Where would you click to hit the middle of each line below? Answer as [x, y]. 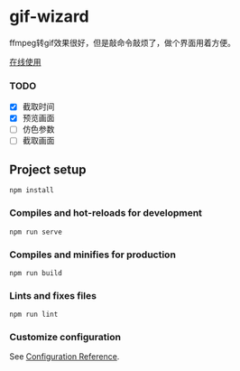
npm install [32, 190]
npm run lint [34, 315]
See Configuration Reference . [65, 357]
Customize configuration [65, 338]
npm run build [36, 273]
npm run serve [36, 232]
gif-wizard [49, 17]
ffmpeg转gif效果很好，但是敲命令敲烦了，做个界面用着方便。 [123, 42]
